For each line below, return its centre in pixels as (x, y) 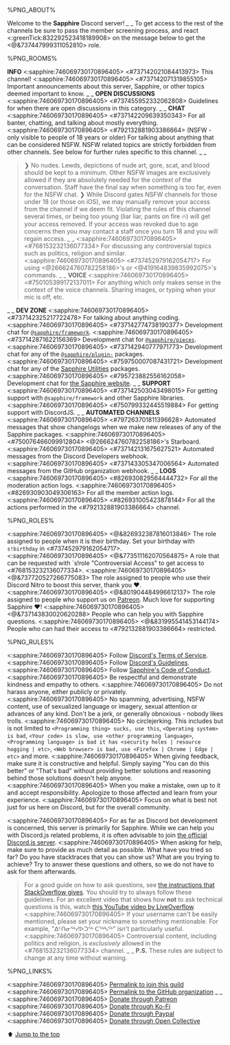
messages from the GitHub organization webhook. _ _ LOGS (92, 471)
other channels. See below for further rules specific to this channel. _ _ (107, 152)
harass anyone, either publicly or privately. (67, 692)
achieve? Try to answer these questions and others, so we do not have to (111, 864)
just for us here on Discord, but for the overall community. (89, 807)
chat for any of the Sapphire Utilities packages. (73, 369)
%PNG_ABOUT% (32, 10)
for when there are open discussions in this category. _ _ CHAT (96, 108)
